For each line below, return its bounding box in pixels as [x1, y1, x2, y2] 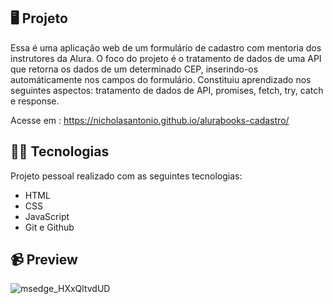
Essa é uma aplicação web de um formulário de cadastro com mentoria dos [10, 41, 322, 54]
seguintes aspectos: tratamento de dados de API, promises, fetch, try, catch [10, 84, 324, 96]
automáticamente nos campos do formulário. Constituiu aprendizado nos [10, 73, 312, 85]
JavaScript [24, 210, 70, 222]
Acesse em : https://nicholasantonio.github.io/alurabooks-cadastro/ [10, 114, 290, 126]
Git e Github [24, 221, 75, 233]
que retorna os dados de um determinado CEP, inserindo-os [10, 63, 259, 75]
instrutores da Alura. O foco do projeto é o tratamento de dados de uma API [10, 52, 322, 64]
